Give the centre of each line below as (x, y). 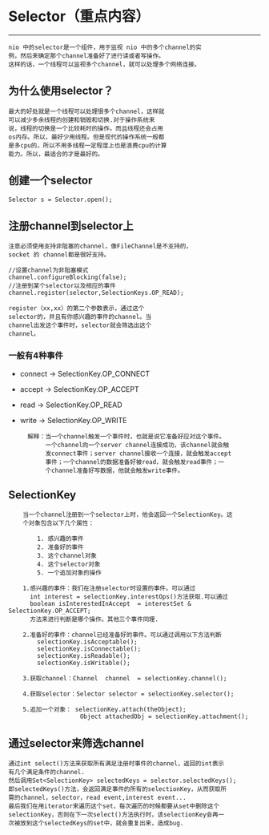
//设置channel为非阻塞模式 (48, 270)
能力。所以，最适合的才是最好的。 (56, 154)
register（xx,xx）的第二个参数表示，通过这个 (76, 309)
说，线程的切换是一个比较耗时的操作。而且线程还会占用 (86, 128)
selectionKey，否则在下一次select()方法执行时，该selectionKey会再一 (116, 815)
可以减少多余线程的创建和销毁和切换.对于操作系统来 (82, 120)
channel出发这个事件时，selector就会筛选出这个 (80, 325)
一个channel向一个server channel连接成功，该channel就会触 (137, 445)
